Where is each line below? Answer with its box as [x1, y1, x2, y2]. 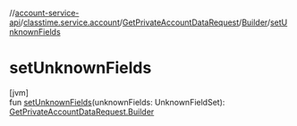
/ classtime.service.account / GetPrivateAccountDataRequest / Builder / [20, 17, 271, 28]
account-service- [14, 8, 80, 18]
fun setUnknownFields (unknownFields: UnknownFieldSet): [9, 97, 225, 107]
